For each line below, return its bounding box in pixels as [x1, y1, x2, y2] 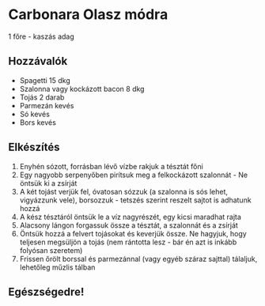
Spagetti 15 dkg [19, 75, 71, 85]
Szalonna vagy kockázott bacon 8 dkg [19, 84, 145, 93]
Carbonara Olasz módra [8, 6, 168, 24]
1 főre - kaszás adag [8, 32, 75, 41]
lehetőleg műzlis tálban [19, 263, 96, 272]
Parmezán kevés [19, 100, 74, 110]
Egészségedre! [8, 285, 85, 298]
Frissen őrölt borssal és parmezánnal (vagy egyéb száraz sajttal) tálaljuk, [19, 254, 258, 263]
